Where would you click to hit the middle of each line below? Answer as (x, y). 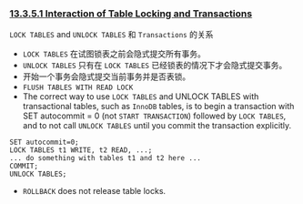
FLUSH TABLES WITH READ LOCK (78, 88)
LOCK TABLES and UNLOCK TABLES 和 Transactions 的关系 (111, 35)
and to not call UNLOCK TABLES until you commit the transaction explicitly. (157, 126)
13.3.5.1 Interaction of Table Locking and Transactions (131, 14)
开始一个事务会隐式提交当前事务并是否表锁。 (106, 76)
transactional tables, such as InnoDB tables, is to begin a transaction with (158, 107)
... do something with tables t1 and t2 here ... (106, 158)
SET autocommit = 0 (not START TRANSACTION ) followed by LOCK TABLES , (154, 116)
